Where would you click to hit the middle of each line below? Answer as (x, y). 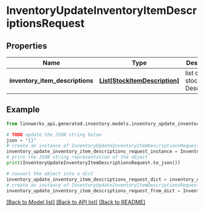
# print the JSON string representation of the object (77, 157)
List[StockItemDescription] (139, 81)
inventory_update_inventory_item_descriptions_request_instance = (92, 152)
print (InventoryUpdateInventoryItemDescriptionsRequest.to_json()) (93, 163)
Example (23, 110)
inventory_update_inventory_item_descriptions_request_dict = (87, 179)
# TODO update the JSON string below (54, 135)
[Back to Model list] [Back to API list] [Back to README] (76, 202)
